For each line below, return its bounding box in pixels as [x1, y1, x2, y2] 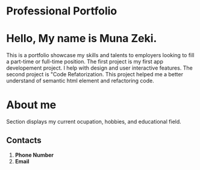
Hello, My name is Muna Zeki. [6, 32, 157, 46]
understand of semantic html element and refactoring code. [6, 77, 155, 85]
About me [6, 98, 57, 112]
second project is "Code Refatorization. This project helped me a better [6, 71, 184, 78]
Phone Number [14, 151, 54, 159]
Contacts [6, 135, 42, 145]
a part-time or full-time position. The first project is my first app [6, 58, 164, 65]
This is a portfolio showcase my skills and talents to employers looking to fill [6, 52, 195, 59]
